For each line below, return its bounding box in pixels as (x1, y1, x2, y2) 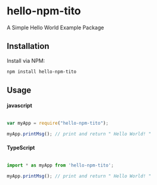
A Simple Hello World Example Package (7, 24, 104, 31)
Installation (7, 41, 50, 51)
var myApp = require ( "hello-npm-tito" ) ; (7, 121, 109, 127)
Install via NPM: (7, 57, 45, 64)
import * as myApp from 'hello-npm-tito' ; (7, 162, 114, 168)
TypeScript (7, 144, 35, 151)
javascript (7, 101, 32, 109)
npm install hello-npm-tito (7, 69, 77, 75)
